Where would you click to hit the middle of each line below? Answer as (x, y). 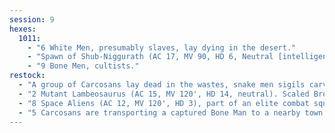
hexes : (23, 29)
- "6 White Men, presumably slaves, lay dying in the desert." (162, 47)
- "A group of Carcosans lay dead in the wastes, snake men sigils (162, 85)
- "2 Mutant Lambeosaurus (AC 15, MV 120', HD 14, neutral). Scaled (164, 94)
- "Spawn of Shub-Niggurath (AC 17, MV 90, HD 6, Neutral (150, 57)
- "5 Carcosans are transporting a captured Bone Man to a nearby (159, 112)
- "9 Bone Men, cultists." (83, 66)
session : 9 (32, 19)
